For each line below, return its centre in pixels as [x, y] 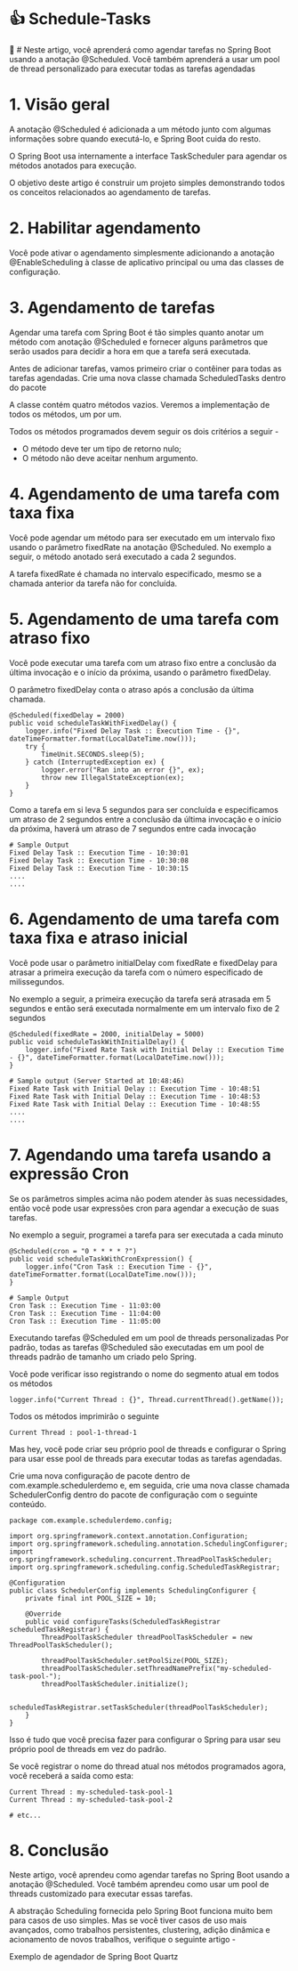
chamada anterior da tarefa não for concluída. [93, 583]
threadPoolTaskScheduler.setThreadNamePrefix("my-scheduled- [157, 1668]
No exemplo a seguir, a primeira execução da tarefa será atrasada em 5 [140, 999]
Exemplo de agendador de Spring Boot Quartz [94, 1957]
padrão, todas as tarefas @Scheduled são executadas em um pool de [137, 1347]
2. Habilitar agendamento [105, 228]
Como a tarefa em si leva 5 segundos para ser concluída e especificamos [144, 809]
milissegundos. [37, 981]
